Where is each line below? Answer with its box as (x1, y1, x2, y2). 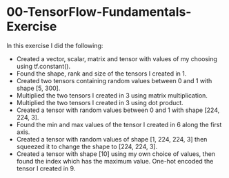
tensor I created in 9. (16, 164, 76, 173)
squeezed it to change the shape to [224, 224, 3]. (16, 142, 158, 151)
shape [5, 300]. (16, 84, 61, 92)
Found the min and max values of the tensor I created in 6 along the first (16, 120, 222, 129)
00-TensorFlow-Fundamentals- (6, 4, 192, 20)
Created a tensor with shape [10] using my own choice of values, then (16, 149, 215, 158)
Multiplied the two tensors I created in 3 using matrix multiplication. (16, 91, 208, 100)
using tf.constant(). (16, 62, 70, 70)
